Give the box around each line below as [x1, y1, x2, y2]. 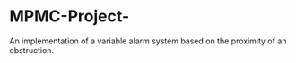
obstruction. [9, 44, 55, 55]
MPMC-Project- [9, 6, 130, 27]
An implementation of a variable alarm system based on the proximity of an [9, 35, 287, 46]
